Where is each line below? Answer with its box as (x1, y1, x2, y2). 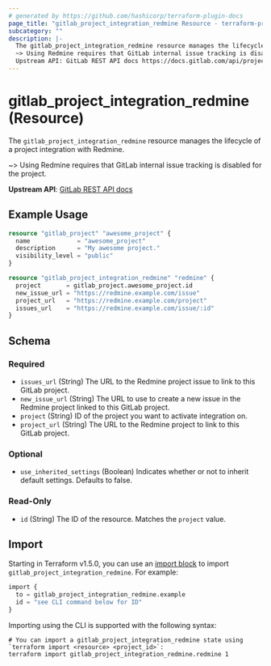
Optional (8, 448, 43, 460)
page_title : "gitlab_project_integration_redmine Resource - (8, 19, 219, 28)
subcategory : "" (8, 27, 63, 35)
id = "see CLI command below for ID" (15, 598, 143, 607)
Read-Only (8, 495, 52, 507)
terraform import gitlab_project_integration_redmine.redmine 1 (8, 650, 229, 658)
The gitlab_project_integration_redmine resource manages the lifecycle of (8, 135, 261, 146)
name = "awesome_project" (15, 236, 147, 245)
